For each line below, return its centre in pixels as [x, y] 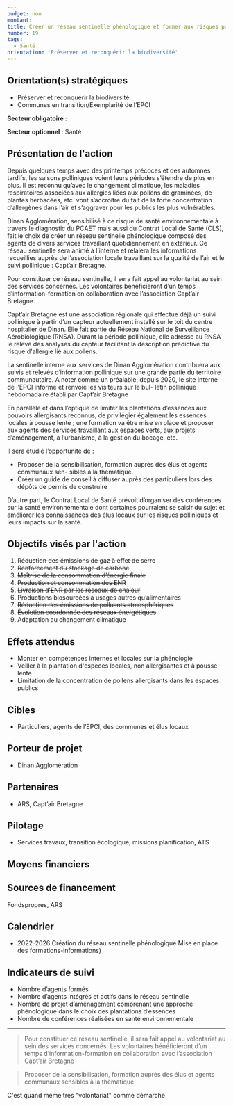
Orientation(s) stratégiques [68, 81]
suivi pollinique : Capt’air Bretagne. [57, 265]
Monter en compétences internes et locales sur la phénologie [105, 659]
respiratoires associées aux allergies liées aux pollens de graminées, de [110, 193]
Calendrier [31, 926]
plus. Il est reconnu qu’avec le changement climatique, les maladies [103, 185]
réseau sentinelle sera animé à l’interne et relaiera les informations [102, 250]
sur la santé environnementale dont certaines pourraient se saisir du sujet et [116, 507]
